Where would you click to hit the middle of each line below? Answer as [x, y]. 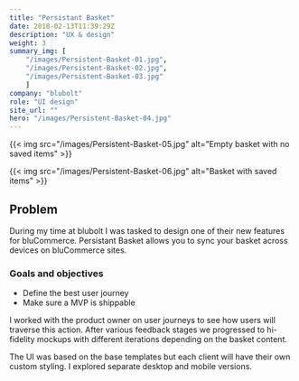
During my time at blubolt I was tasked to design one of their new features [147, 230]
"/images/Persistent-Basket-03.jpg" [95, 77]
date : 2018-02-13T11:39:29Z [62, 26]
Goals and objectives [56, 274]
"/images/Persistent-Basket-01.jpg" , [97, 60]
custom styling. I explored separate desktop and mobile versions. [131, 367]
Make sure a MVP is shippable [79, 302]
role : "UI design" [44, 102]
